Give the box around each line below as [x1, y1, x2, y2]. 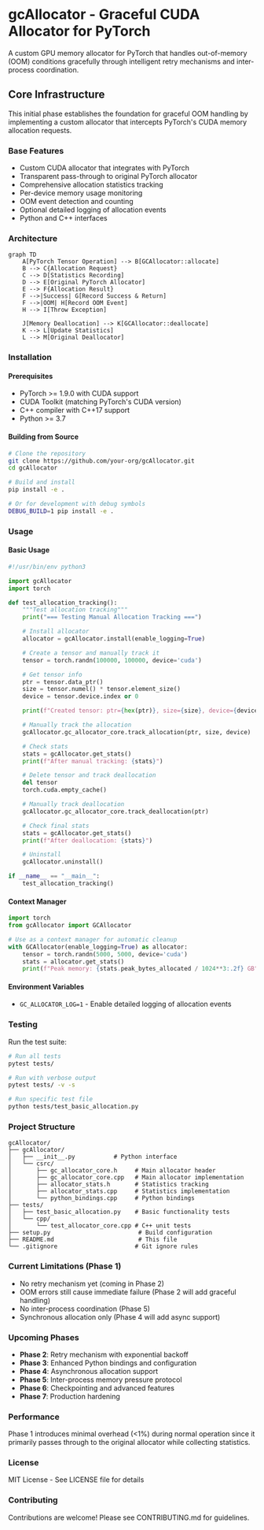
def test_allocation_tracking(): [8, 599, 118, 607]
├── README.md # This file [8, 1235, 178, 1244]
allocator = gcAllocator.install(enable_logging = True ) [22, 635, 206, 643]
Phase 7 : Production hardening [19, 1391, 120, 1401]
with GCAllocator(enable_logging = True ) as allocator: [8, 943, 189, 951]
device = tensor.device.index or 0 [22, 693, 139, 700]
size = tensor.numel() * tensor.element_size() [22, 685, 181, 693]
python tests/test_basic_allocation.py [8, 1103, 139, 1111]
